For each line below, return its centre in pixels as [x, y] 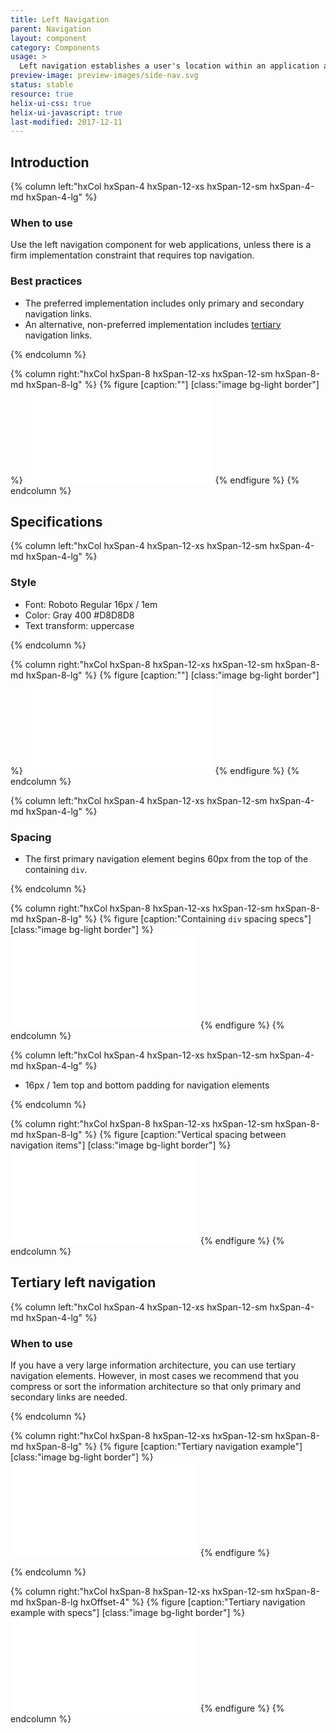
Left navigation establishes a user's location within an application [169, 66]
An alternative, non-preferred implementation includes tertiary [153, 324]
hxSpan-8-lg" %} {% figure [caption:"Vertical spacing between [156, 1135]
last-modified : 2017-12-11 [66, 122]
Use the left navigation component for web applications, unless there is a [161, 245]
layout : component [48, 38]
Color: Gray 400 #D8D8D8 [79, 615]
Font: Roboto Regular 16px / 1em [91, 604]
